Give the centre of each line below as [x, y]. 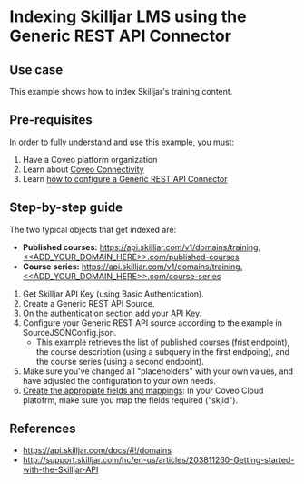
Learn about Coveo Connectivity [83, 169]
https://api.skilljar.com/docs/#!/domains [97, 450]
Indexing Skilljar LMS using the [128, 17]
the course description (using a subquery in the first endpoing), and [163, 351]
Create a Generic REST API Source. [88, 303]
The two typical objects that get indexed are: [93, 229]
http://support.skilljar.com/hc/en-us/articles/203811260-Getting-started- [158, 460]
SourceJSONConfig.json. [69, 332]
